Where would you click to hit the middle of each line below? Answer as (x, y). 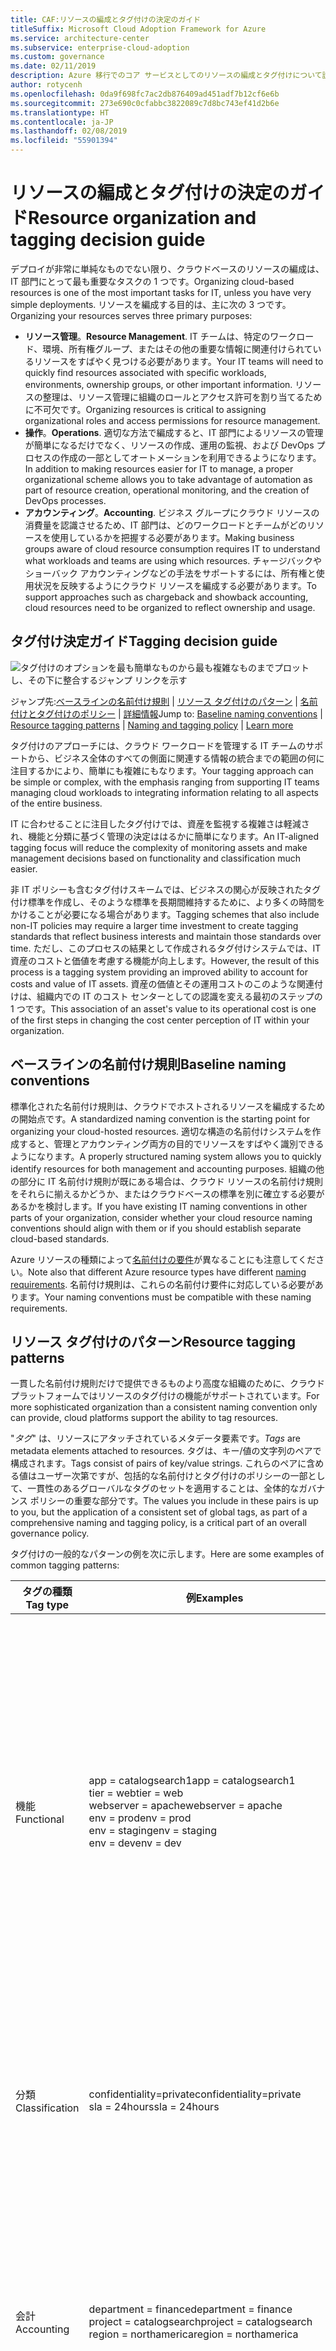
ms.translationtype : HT (60, 112)
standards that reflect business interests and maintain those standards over (166, 936)
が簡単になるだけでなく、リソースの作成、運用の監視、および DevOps (169, 445)
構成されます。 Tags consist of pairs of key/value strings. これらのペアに (158, 1463)
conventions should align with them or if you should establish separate (156, 1228)
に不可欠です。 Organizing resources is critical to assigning (145, 409)
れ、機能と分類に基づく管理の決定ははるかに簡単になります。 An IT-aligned (165, 836)
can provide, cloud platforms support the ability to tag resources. (144, 1418)
